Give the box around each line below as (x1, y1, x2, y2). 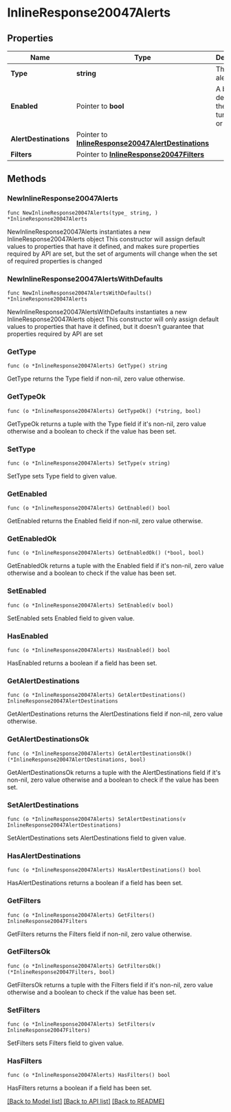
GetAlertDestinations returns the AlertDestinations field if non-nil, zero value (7, 710, 223, 718)
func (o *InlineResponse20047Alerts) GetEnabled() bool (7, 505, 170, 512)
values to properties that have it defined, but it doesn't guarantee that (7, 322, 204, 330)
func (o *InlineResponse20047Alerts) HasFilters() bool (7, 1072, 170, 1079)
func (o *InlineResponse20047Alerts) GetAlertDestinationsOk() (7, 750, 192, 757)
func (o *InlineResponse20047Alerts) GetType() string (7, 363, 168, 370)
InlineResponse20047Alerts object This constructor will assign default (7, 234, 206, 243)
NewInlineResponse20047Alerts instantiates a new (7, 228, 151, 236)
